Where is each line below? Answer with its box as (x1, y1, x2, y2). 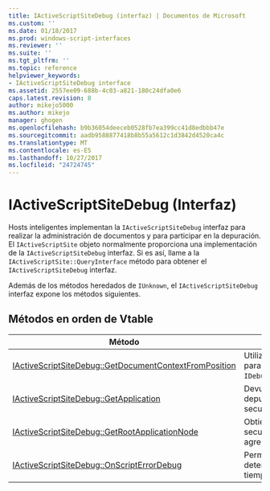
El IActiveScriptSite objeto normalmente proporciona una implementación (8, 239, 257, 249)
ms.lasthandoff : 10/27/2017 (8, 153, 103, 162)
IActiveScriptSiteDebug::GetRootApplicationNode (12, 426, 198, 437)
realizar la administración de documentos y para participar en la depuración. (8, 231, 261, 241)
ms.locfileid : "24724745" (8, 162, 95, 170)
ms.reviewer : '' (8, 42, 63, 50)
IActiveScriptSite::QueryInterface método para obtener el (8, 256, 207, 266)
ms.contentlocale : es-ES (8, 146, 92, 154)
